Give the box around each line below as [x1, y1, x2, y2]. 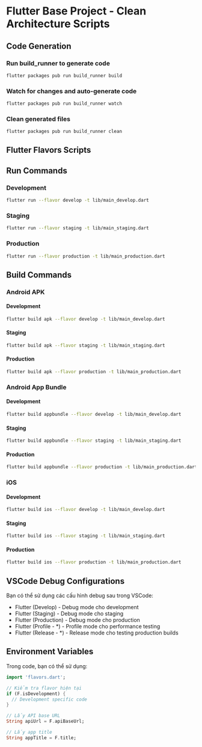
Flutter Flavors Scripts [6, 145, 91, 155]
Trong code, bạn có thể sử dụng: [6, 662, 88, 669]
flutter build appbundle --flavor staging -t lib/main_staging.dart [6, 438, 182, 444]
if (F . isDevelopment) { [6, 690, 66, 696]
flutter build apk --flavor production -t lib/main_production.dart [6, 369, 182, 375]
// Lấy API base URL [6, 713, 61, 719]
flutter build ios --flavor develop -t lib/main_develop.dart [6, 507, 165, 513]
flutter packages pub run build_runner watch [6, 101, 122, 107]
